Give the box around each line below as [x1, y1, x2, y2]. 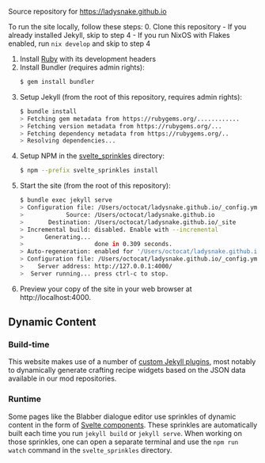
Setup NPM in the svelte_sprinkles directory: [19, 151, 165, 161]
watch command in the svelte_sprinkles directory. [8, 445, 172, 454]
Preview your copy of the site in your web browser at [19, 284, 192, 294]
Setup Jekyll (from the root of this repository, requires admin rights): [19, 92, 243, 101]
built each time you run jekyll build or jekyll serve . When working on [8, 428, 243, 438]
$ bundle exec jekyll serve [19, 196, 112, 204]
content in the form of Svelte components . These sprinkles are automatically [8, 419, 258, 430]
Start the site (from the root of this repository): [19, 181, 172, 191]
